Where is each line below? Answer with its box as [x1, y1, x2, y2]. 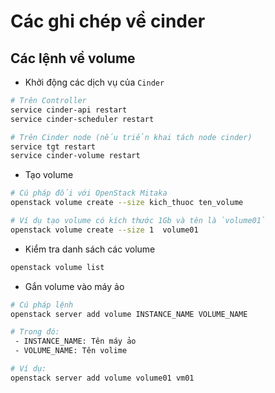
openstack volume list [10, 262, 105, 272]
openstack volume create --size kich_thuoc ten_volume [10, 198, 244, 208]
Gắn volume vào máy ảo [24, 280, 125, 292]
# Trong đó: [10, 327, 60, 337]
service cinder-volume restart [10, 151, 141, 161]
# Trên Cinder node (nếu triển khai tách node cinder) [10, 132, 253, 142]
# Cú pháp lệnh [10, 300, 74, 310]
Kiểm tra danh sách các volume [24, 243, 156, 255]
